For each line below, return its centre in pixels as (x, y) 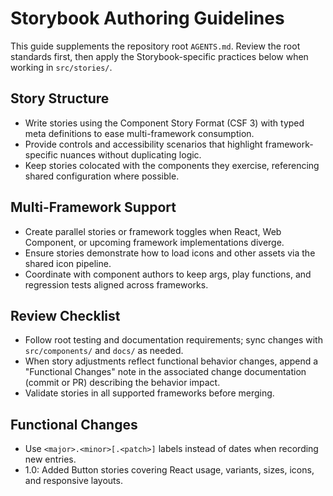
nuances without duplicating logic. (130, 154)
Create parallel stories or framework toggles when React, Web (153, 231)
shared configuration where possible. (102, 176)
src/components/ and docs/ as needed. (104, 351)
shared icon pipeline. (68, 263)
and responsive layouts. (73, 481)
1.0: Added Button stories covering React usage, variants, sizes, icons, (169, 470)
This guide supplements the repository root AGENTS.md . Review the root (155, 46)
